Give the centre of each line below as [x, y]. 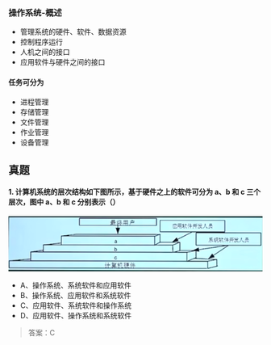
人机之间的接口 [45, 52]
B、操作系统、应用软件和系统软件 [75, 296]
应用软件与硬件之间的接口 [63, 62]
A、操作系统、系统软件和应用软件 [75, 285]
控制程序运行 [41, 42]
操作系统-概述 [35, 12]
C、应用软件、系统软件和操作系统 [76, 305]
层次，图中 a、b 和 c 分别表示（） [64, 202]
